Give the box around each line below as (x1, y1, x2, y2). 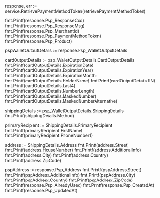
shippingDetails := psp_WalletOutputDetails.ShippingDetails (5, 108, 124, 114)
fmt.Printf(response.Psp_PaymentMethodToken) (5, 33, 102, 39)
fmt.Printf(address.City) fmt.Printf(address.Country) (5, 152, 108, 158)
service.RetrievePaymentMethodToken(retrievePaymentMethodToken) (5, 8, 146, 14)
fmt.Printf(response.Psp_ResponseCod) (5, 18, 85, 23)
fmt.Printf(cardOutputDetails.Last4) (5, 83, 76, 88)
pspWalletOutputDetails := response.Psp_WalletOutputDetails (5, 48, 128, 53)
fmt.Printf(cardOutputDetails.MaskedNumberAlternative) (5, 99, 118, 104)
